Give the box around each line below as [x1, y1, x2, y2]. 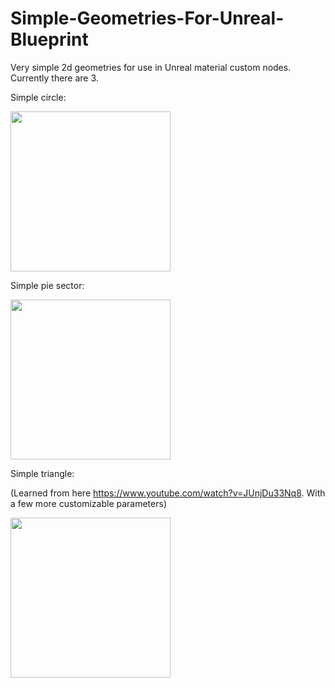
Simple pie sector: [10, 279, 85, 291]
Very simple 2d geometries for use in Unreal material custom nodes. [10, 61, 292, 73]
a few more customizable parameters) [10, 497, 167, 509]
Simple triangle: [10, 467, 75, 479]
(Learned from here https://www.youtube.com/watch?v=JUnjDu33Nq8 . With [10, 487, 326, 499]
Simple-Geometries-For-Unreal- [10, 7, 285, 30]
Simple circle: [10, 91, 67, 103]
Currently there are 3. [10, 72, 99, 84]
